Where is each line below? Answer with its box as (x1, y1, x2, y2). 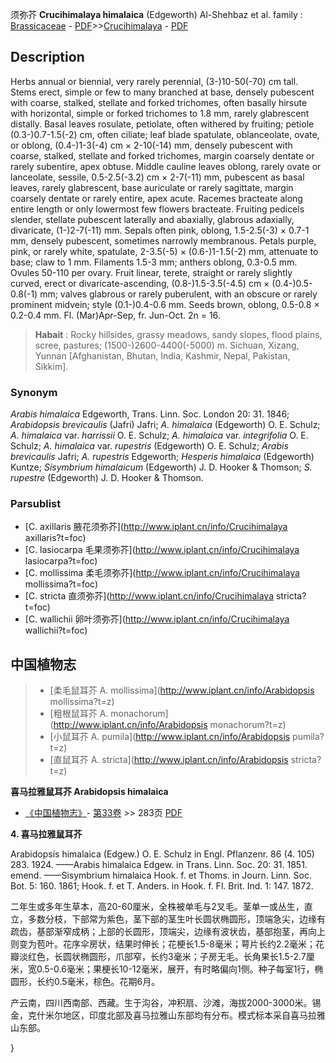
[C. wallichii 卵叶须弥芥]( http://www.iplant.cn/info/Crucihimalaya (24, 613, 290, 625)
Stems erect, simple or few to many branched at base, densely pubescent (10, 86, 315, 98)
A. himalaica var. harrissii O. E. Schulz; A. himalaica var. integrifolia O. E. (10, 429, 309, 442)
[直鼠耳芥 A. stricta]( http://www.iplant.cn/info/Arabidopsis (49, 754, 289, 766)
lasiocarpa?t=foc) (24, 555, 98, 567)
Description (10, 49, 85, 66)
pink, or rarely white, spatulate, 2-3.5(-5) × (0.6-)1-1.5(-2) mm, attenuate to (10, 245, 319, 257)
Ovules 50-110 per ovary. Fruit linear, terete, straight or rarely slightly (10, 266, 293, 278)
